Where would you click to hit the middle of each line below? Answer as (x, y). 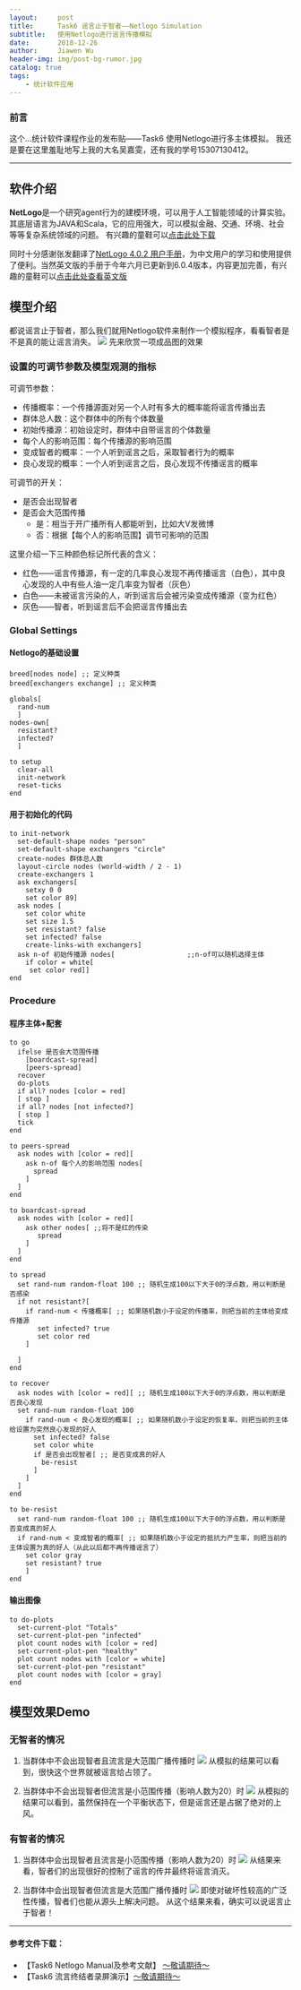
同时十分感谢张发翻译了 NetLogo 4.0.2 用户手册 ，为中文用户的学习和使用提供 (150, 254)
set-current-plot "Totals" (68, 1627)
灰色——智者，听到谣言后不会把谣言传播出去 (105, 607)
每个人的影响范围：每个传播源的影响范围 (97, 441)
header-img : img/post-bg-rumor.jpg (76, 59)
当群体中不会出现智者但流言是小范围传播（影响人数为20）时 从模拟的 (155, 1791)
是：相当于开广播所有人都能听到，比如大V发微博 (125, 523)
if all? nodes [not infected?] (76, 1107)
